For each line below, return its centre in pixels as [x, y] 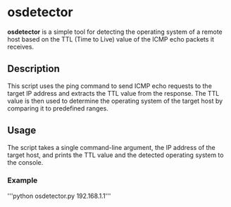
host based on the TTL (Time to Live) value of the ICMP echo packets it [111, 39]
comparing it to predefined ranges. [58, 108]
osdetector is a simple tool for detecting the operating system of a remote [115, 32]
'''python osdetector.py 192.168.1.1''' [59, 196]
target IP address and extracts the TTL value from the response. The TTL [113, 93]
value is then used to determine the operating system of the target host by [115, 101]
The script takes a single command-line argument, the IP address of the [112, 147]
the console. [25, 162]
